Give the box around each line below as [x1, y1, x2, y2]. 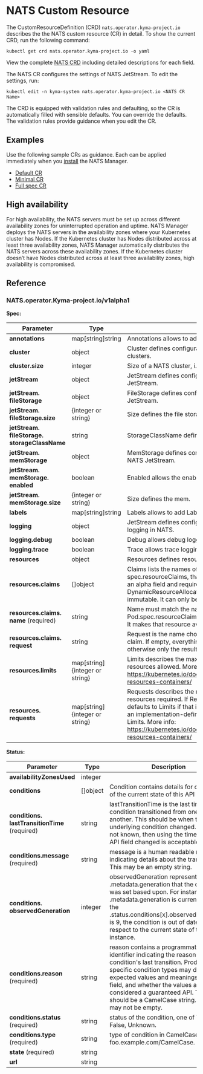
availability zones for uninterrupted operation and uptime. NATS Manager [6, 222, 188, 229]
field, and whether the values [109, 981, 192, 989]
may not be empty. [109, 1003, 163, 1012]
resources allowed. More [127, 663, 198, 671]
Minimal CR [14, 175, 44, 183]
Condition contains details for [109, 783, 193, 791]
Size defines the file [127, 410, 184, 418]
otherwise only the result [127, 645, 198, 654]
